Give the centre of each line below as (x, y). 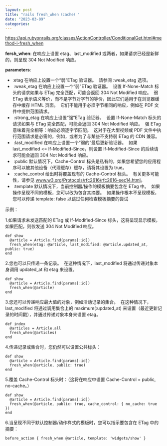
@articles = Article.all (35, 328)
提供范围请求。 (37, 111)
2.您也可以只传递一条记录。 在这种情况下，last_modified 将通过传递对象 (80, 263)
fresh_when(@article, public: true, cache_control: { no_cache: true (83, 404)
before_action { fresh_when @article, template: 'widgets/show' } (76, 438)
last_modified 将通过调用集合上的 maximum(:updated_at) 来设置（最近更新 (82, 308)
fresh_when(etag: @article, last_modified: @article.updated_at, (79, 245)
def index (15, 324)
